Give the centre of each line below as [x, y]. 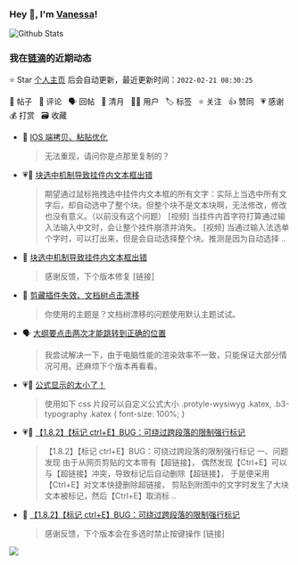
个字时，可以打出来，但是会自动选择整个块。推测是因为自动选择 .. [165, 238]
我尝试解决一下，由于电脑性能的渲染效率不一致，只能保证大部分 [161, 355]
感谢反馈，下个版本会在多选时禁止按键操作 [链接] [134, 533]
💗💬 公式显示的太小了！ [64, 385]
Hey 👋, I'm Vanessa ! [54, 14]
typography [66, 414]
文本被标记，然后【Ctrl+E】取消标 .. [110, 495]
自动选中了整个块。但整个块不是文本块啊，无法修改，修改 [181, 205]
